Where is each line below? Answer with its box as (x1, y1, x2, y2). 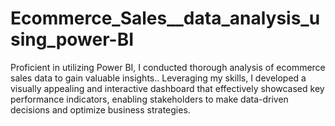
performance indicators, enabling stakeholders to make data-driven (10, 93, 289, 105)
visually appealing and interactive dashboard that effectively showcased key (10, 82, 325, 94)
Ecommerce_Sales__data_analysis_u (10, 7, 321, 30)
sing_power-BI (10, 28, 135, 51)
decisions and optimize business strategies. (10, 103, 191, 116)
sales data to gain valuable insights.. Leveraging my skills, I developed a (10, 72, 307, 84)
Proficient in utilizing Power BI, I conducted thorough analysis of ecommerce (10, 61, 326, 73)
